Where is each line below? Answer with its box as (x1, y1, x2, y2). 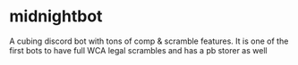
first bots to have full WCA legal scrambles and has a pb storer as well (9, 45, 268, 55)
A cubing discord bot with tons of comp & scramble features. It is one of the (9, 36, 289, 46)
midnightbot (9, 6, 103, 27)
